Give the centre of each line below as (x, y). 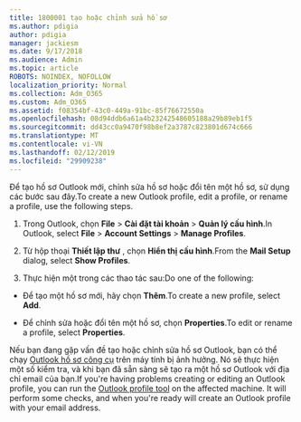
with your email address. (55, 408)
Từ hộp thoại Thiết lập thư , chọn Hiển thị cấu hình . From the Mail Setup (156, 251)
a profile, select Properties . (74, 332)
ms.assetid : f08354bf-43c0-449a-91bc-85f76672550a (107, 110)
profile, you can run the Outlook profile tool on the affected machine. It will (148, 388)
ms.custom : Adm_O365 (48, 102)
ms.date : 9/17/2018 (46, 52)
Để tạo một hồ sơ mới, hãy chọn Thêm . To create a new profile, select (151, 295)
